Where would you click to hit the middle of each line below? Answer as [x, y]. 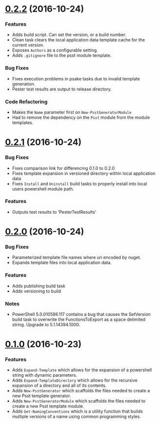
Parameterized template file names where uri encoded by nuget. [77, 258]
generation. [24, 84]
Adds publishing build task [39, 286]
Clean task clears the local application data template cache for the [78, 40]
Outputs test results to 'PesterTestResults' [54, 212]
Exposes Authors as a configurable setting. [55, 50]
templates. [23, 123]
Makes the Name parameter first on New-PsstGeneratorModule [72, 112]
